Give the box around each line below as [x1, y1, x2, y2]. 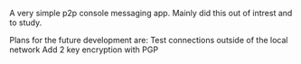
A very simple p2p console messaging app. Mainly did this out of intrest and [9, 8, 293, 18]
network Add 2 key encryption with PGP [9, 44, 159, 55]
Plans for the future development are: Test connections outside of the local [9, 35, 288, 45]
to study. [9, 17, 42, 28]
